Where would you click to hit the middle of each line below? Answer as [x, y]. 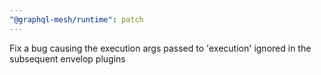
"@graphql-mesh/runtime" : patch [76, 19]
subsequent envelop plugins [67, 58]
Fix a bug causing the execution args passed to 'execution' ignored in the [160, 48]
